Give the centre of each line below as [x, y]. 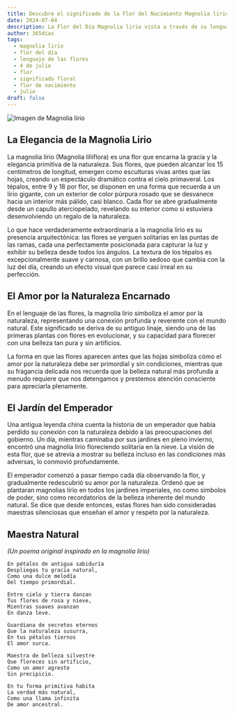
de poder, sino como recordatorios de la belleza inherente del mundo [106, 497]
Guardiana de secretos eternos [53, 625]
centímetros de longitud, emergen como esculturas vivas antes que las [109, 171]
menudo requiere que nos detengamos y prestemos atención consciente [111, 379]
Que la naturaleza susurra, [48, 632]
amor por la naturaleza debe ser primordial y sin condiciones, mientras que [115, 363]
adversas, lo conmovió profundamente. [64, 462]
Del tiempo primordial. [42, 583]
